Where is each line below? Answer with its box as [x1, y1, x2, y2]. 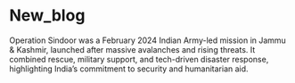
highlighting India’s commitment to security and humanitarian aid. [9, 63, 249, 74]
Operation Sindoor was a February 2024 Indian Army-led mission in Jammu [9, 35, 287, 46]
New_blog [9, 5, 86, 26]
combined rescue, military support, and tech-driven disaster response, [9, 54, 269, 64]
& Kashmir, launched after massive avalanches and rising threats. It [9, 44, 256, 54]
